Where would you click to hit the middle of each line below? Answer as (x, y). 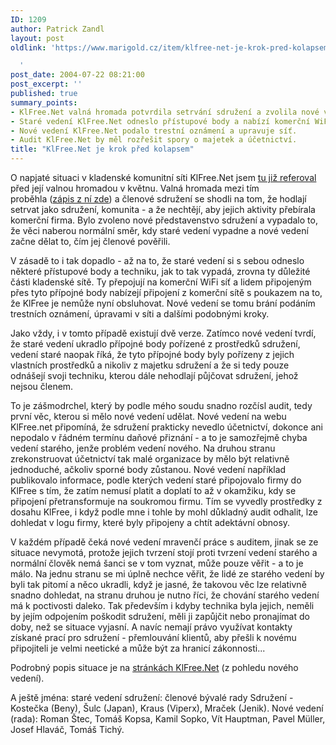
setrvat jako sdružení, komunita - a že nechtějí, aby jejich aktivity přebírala (163, 209)
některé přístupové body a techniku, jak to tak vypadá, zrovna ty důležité (160, 271)
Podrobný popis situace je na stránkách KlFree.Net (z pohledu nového (154, 667)
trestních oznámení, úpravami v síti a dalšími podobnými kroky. (140, 314)
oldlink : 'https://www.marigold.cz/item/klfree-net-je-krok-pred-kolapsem (169, 47)
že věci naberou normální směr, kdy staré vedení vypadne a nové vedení (159, 230)
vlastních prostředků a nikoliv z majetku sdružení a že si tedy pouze (150, 365)
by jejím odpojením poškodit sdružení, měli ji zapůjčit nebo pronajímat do (160, 616)
